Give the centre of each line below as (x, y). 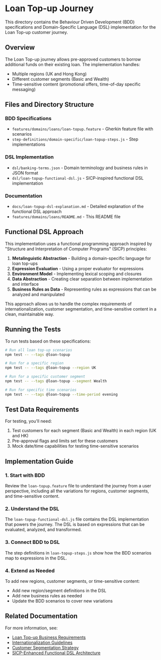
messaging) (24, 89)
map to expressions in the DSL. (36, 558)
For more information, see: (31, 628)
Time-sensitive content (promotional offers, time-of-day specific (76, 84)
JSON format (25, 173)
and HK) (20, 436)
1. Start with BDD (25, 475)
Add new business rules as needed (47, 596)
